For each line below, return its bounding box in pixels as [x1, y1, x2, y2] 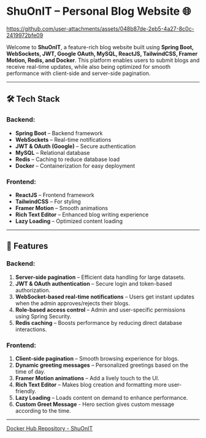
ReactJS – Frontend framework [15, 191, 95, 198]
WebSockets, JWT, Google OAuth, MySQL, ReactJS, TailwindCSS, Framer [6, 50, 198, 57]
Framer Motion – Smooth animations [15, 204, 109, 211]
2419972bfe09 [6, 31, 44, 39]
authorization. [15, 286, 51, 294]
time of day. [15, 367, 46, 375]
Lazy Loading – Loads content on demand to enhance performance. [15, 394, 188, 401]
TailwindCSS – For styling [15, 198, 81, 205]
